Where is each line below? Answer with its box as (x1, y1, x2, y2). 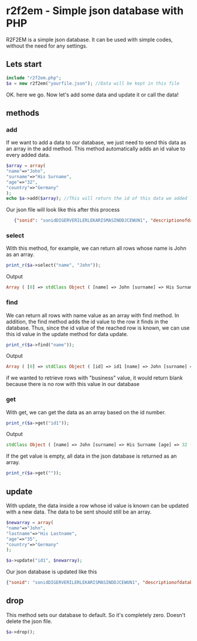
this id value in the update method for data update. (6, 330, 128, 337)
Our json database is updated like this (6, 568, 97, 575)
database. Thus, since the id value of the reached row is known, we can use (6, 324, 190, 331)
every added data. (6, 152, 50, 159)
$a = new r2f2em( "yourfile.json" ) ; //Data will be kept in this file (6, 80, 180, 86)
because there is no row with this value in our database (6, 381, 140, 388)
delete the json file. (6, 617, 53, 625)
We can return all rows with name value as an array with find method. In (6, 311, 179, 318)
